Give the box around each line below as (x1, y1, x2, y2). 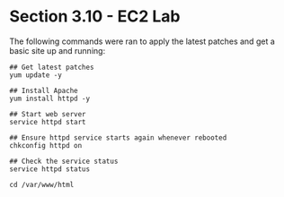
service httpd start (9, 117, 87, 126)
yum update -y (9, 70, 63, 80)
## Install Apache (9, 86, 78, 95)
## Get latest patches (9, 63, 94, 72)
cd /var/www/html (9, 180, 75, 189)
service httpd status (9, 164, 91, 174)
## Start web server (9, 109, 87, 118)
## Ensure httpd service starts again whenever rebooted (9, 133, 227, 142)
